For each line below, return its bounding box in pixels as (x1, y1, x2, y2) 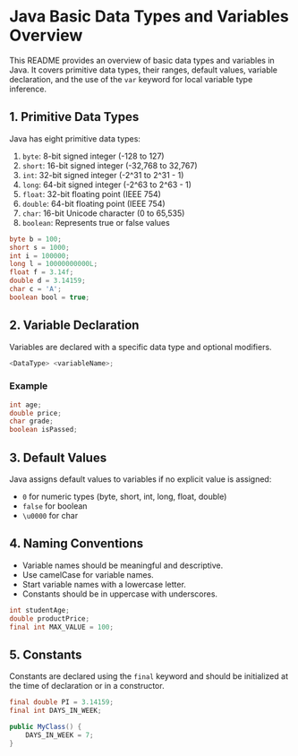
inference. (9, 83, 47, 94)
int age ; (9, 400, 42, 409)
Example (9, 380, 48, 392)
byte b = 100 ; (9, 235, 63, 244)
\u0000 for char (21, 511, 79, 521)
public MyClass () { (9, 723, 82, 732)
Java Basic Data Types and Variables (9, 6, 289, 27)
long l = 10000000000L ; (9, 260, 98, 269)
